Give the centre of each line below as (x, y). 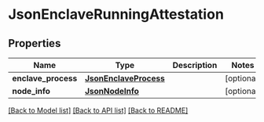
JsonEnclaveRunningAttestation (116, 14)
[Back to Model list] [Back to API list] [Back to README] (98, 110)
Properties (35, 43)
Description (195, 65)
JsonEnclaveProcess (125, 78)
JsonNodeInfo (112, 91)
